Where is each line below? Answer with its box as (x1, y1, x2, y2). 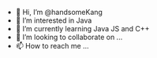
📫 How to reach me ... (15, 42, 89, 50)
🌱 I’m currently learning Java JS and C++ (15, 24, 150, 33)
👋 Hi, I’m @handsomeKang (15, 8, 103, 16)
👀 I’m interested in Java (15, 16, 92, 25)
